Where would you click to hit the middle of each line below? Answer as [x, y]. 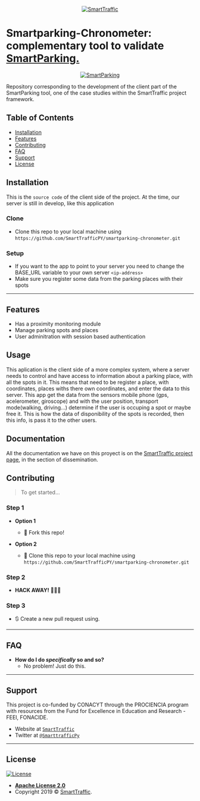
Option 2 [26, 544]
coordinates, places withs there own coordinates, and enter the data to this [98, 388]
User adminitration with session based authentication [80, 336]
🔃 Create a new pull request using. [57, 619]
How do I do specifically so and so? [59, 660]
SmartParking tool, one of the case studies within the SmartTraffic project [96, 93]
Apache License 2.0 [40, 785]
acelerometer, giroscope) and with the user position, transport [82, 401]
